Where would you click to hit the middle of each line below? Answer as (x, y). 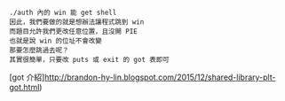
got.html (24, 87)
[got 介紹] (27, 77)
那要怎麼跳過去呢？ (39, 50)
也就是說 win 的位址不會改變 (55, 41)
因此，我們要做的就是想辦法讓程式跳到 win (77, 22)
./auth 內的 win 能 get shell (63, 12)
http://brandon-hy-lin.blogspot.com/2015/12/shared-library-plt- (160, 77)
